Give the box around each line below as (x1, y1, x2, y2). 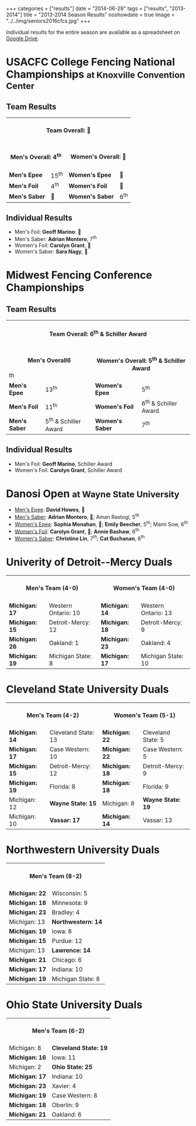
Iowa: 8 (51, 927, 72, 935)
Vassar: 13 (142, 816, 173, 824)
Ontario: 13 (141, 608, 172, 617)
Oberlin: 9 (51, 1101, 79, 1109)
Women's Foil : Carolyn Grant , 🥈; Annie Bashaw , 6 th (14, 526, 140, 535)
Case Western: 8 (51, 1091, 98, 1100)
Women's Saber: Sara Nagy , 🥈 (14, 248, 88, 255)
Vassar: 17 (49, 816, 80, 824)
